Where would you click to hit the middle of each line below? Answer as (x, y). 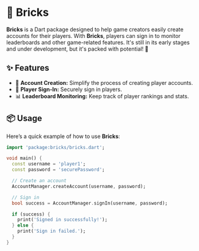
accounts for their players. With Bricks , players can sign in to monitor (94, 35)
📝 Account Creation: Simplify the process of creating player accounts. (104, 82)
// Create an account (39, 181)
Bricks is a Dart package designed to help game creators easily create (95, 29)
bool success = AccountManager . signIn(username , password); (90, 203)
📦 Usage (24, 118)
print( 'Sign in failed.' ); (52, 231)
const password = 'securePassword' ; (58, 170)
